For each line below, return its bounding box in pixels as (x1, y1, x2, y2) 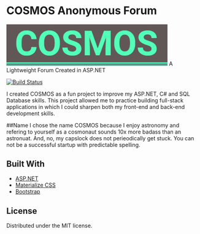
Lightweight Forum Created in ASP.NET (6, 66, 106, 74)
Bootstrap (15, 188, 40, 195)
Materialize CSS (15, 181, 56, 189)
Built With (6, 159, 45, 169)
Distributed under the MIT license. (6, 222, 93, 230)
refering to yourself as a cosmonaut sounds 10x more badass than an (6, 128, 182, 135)
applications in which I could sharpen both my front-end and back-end (6, 103, 185, 110)
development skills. (6, 110, 55, 117)
